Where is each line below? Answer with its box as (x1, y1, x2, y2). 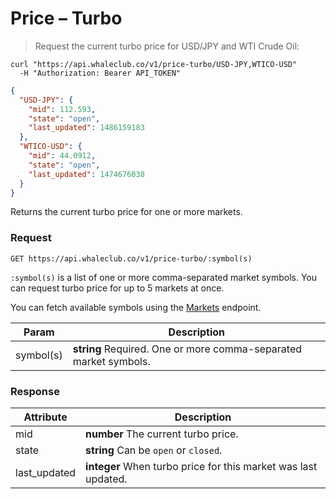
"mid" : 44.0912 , (28, 151, 97, 161)
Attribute (23, 410, 68, 424)
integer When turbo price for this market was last (85, 460, 318, 474)
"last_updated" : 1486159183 (28, 123, 145, 133)
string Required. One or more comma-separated (72, 342, 303, 356)
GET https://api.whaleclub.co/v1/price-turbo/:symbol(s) (10, 253, 253, 264)
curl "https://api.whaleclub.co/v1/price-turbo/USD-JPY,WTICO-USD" (10, 59, 298, 69)
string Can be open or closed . (85, 443, 223, 457)
